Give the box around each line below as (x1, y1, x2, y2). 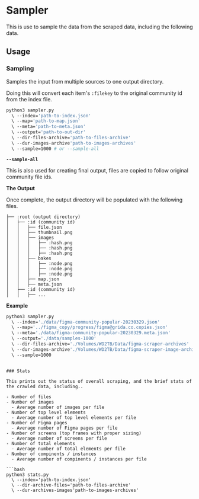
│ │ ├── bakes (6, 255, 52, 261)
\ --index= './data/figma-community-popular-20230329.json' (11, 319, 161, 325)
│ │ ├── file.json (6, 224, 62, 230)
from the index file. (6, 95, 52, 103)
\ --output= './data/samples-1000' (11, 335, 97, 341)
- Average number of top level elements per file (11, 414, 136, 421)
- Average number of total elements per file (11, 446, 126, 452)
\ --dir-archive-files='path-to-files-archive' (11, 482, 131, 488)
